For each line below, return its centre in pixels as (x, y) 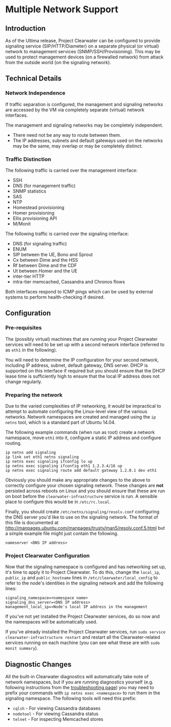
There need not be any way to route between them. (67, 135)
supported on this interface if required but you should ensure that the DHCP (85, 370)
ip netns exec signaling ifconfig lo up (49, 461)
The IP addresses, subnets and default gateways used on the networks (88, 140)
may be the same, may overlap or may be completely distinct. (78, 146)
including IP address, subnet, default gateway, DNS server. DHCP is (77, 365)
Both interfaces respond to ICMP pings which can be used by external (79, 292)
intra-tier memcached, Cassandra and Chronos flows (69, 282)
